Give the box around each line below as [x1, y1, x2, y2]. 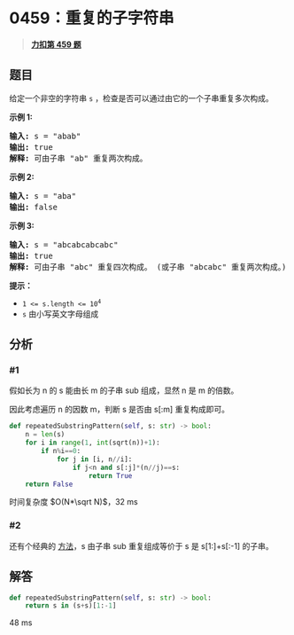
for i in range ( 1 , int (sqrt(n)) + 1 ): [25, 438, 161, 448]
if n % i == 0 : [41, 447, 81, 456]
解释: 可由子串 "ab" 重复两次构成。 [9, 153, 148, 163]
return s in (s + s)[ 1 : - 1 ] [25, 601, 117, 610]
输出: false [9, 201, 58, 212]
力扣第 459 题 [30, 39, 81, 50]
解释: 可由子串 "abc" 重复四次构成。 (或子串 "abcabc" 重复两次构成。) [9, 262, 287, 271]
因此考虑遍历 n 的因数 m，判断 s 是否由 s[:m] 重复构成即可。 [9, 404, 230, 415]
